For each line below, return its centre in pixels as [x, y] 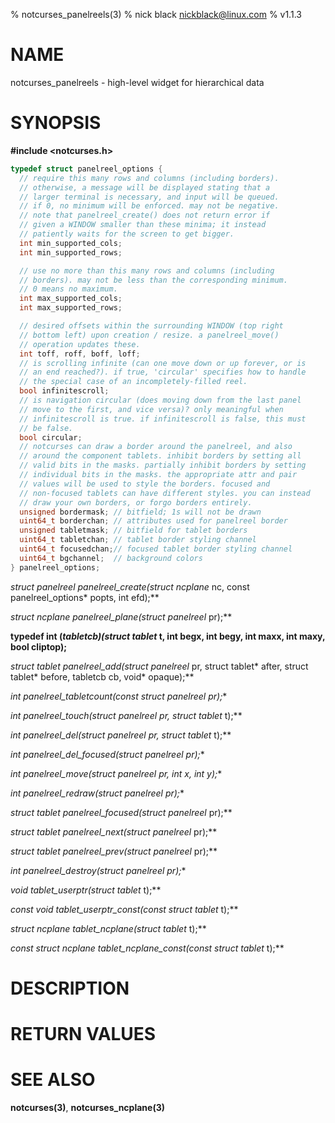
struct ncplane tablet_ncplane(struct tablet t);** [108, 928]
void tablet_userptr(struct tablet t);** [86, 890]
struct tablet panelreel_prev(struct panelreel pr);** [114, 851]
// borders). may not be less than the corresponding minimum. [153, 280]
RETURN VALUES [83, 1034]
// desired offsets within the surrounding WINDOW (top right [151, 326]
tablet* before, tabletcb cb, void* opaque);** [102, 676]
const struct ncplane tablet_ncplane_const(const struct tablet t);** [147, 948]
